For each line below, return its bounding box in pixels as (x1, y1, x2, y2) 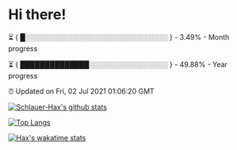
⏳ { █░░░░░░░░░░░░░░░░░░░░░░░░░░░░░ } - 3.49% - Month (8, 32, 230, 41)
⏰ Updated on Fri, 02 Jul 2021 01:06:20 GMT (8, 86, 155, 96)
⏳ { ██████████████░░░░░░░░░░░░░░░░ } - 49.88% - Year (8, 60, 228, 69)
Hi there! (8, 6, 67, 24)
